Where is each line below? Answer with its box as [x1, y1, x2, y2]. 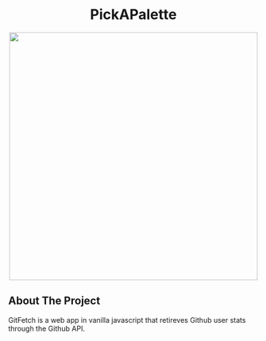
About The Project [8, 294, 101, 308]
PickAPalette [90, 6, 177, 24]
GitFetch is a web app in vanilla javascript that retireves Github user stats [8, 315, 246, 324]
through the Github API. [8, 324, 86, 333]
